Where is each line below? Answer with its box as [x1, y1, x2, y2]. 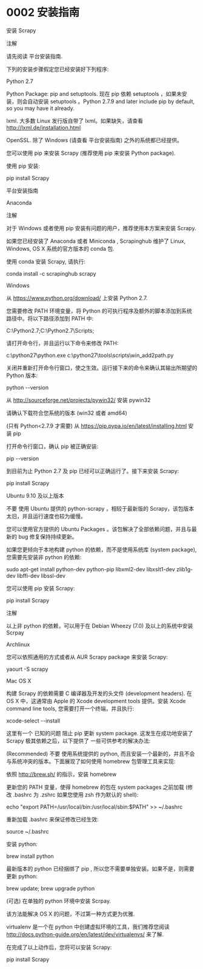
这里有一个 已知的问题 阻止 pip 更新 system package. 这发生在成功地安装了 [6, 729, 193, 736]
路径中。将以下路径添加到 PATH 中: [6, 314, 94, 322]
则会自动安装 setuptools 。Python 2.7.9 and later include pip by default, [16, 98, 195, 105]
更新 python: [6, 872, 38, 880]
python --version [6, 384, 49, 391]
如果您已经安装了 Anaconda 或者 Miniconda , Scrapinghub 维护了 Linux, [6, 237, 186, 245]
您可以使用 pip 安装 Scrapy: [6, 584, 75, 592]
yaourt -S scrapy [6, 665, 48, 673]
